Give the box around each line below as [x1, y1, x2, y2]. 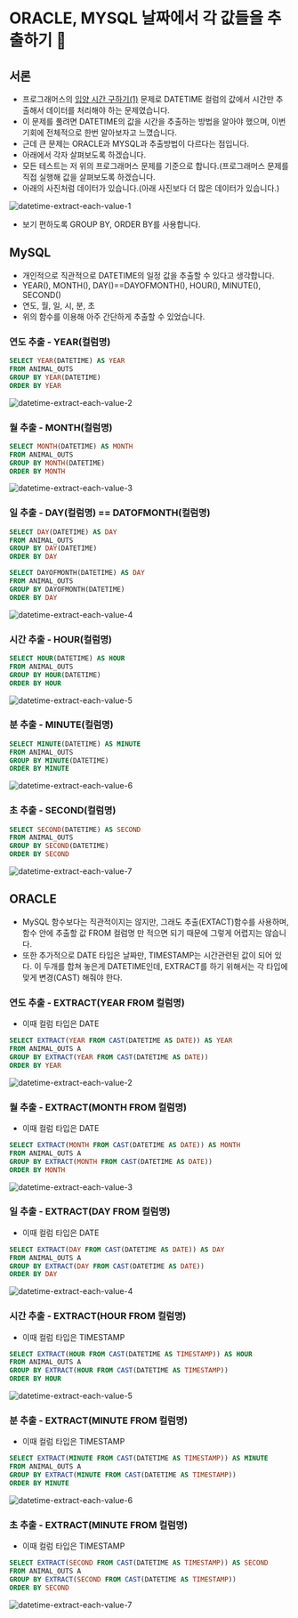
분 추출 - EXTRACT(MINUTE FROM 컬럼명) [9, 1414, 189, 1427]
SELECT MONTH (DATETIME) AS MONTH [9, 441, 133, 450]
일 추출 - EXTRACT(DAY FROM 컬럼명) [9, 1205, 171, 1218]
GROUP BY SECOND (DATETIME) [9, 842, 109, 851]
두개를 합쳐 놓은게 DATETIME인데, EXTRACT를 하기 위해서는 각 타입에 [43, 960, 288, 971]
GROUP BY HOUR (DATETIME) [9, 670, 101, 679]
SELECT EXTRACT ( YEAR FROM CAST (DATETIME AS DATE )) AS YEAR [9, 1036, 233, 1046]
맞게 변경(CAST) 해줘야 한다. [21, 972, 123, 983]
